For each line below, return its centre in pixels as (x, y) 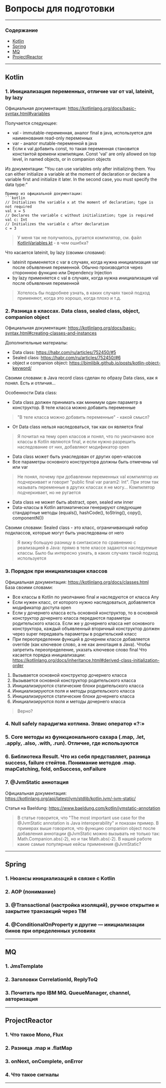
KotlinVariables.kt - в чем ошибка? (53, 243)
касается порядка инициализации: (49, 655)
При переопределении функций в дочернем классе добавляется (81, 639)
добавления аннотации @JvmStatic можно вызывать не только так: (89, 833)
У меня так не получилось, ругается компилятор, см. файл (79, 237)
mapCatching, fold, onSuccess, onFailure (56, 769)
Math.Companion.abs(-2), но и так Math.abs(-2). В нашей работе (84, 838)
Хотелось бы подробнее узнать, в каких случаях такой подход (83, 293)
